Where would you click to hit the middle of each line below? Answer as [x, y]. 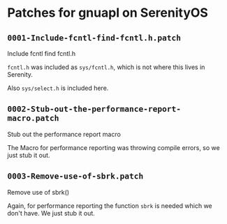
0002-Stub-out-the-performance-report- [94, 109]
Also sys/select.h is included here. [58, 88]
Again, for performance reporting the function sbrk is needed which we [110, 206]
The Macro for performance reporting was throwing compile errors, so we [113, 147]
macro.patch [33, 118]
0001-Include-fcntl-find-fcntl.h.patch [94, 38]
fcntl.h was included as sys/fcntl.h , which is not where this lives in [106, 67]
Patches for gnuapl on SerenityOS [108, 13]
